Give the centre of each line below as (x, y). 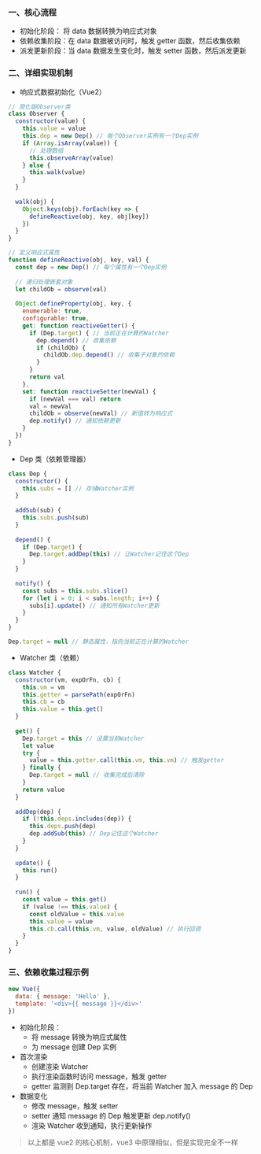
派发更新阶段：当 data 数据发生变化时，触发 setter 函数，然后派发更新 (133, 51)
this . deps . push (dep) (62, 827)
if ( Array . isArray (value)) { (70, 143)
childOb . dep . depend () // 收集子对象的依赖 (109, 355)
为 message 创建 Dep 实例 (74, 1047)
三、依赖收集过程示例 (48, 972)
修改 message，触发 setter (75, 1106)
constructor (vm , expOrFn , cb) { (68, 680)
